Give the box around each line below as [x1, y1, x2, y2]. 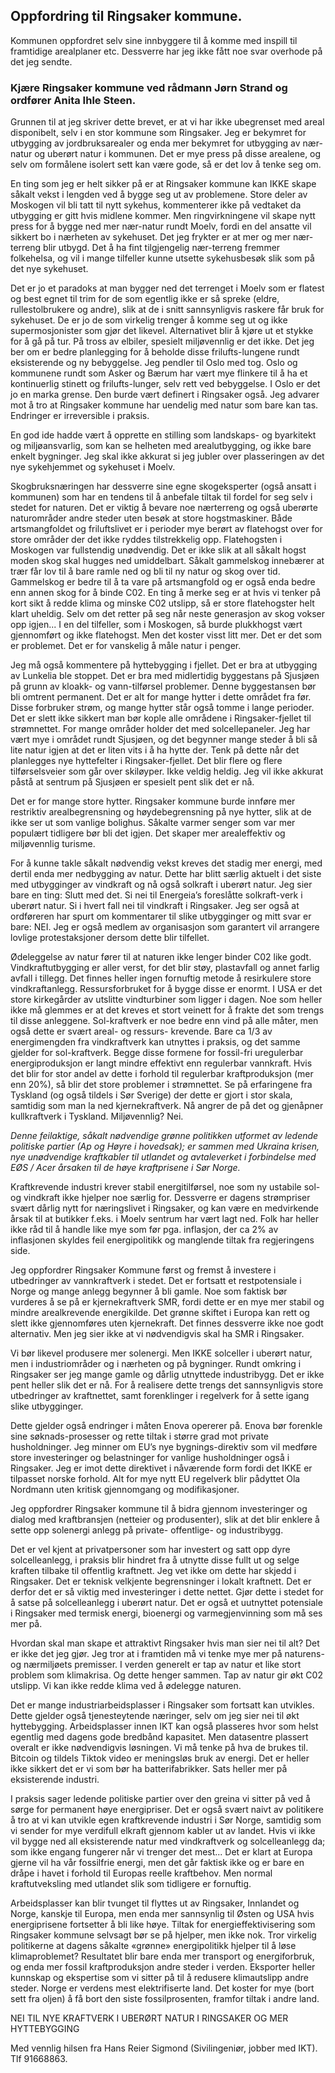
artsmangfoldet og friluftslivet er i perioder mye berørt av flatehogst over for [10, 523, 323, 535]
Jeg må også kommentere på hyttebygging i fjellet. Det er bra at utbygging [10, 659, 318, 671]
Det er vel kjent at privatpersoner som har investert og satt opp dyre [10, 1544, 291, 1556]
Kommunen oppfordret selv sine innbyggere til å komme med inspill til [10, 34, 298, 46]
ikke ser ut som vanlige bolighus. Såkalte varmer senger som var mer [10, 817, 296, 829]
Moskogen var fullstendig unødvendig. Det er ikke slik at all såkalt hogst [10, 544, 307, 556]
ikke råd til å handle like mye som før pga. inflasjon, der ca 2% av [10, 1224, 279, 1236]
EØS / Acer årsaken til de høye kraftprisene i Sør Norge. [10, 1162, 241, 1174]
